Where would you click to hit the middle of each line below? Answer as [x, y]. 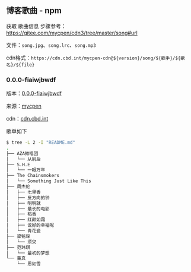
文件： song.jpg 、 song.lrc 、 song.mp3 [51, 45]
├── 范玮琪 [18, 247]
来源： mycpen [24, 106]
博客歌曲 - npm [34, 11]
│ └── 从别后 [23, 159]
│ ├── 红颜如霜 [26, 220]
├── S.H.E [18, 165]
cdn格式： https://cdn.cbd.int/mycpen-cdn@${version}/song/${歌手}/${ [93, 58]
